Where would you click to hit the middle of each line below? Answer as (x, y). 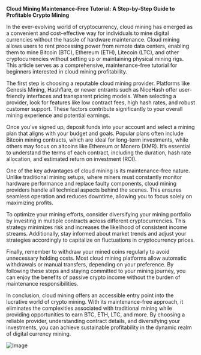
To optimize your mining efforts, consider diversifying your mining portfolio (99, 214)
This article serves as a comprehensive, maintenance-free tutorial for (92, 65)
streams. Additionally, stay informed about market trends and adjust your (96, 234)
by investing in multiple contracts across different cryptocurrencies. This (96, 221)
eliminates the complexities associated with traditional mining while (89, 308)
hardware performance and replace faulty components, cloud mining (91, 184)
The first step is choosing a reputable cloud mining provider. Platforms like (98, 83)
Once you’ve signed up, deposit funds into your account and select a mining (100, 127)
